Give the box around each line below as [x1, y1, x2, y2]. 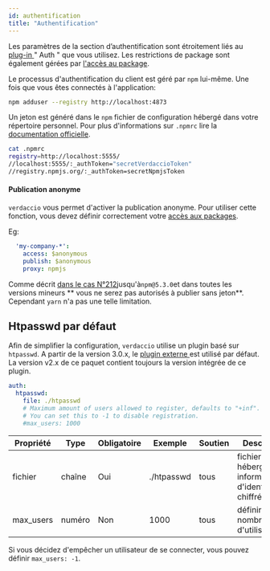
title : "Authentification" [8, 19, 99, 27]
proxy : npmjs [22, 264, 67, 273]
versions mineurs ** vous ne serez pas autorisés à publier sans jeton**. [8, 288, 244, 297]
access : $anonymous [22, 250, 88, 258]
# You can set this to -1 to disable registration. [22, 411, 199, 420]
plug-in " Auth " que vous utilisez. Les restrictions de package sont [8, 50, 231, 59]
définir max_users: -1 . [8, 553, 81, 563]
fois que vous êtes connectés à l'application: [8, 82, 157, 92]
